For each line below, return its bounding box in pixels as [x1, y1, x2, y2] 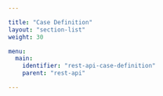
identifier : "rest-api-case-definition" [22, 62, 156, 70]
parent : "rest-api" [22, 69, 86, 77]
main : [15, 54, 34, 63]
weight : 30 [8, 33, 44, 41]
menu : [8, 47, 26, 55]
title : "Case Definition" [8, 18, 92, 26]
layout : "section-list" [8, 25, 86, 34]
